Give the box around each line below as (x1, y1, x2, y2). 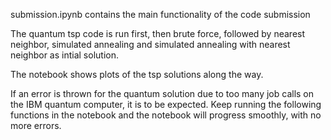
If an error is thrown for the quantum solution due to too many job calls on (10, 88, 315, 99)
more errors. (10, 120, 62, 131)
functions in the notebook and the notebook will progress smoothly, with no (10, 109, 322, 121)
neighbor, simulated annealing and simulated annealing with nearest (10, 39, 291, 50)
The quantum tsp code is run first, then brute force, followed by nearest (10, 28, 306, 39)
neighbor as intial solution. (10, 49, 119, 61)
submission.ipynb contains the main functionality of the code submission (10, 9, 311, 20)
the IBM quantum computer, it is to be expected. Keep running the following (10, 99, 322, 110)
